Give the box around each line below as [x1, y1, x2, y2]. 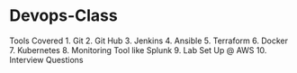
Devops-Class [9, 5, 119, 26]
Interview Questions [9, 54, 84, 65]
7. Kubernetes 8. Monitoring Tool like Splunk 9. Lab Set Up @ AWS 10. [9, 44, 267, 55]
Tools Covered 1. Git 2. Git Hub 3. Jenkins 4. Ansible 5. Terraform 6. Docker [9, 35, 289, 46]
